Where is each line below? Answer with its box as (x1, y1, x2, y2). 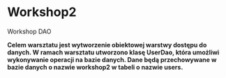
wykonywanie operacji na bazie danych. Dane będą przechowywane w (7, 55, 217, 63)
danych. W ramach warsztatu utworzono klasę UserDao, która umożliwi (7, 48, 220, 56)
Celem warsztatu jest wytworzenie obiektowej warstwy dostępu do (7, 40, 207, 49)
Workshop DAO (7, 27, 52, 36)
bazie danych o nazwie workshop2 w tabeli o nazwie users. (7, 63, 183, 71)
